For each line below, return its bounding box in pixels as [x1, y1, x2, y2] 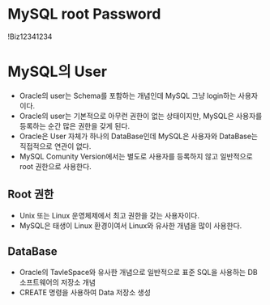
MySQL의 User [7, 62, 107, 81]
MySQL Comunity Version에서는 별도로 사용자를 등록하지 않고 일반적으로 [19, 151, 253, 161]
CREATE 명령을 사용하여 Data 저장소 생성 [19, 287, 152, 297]
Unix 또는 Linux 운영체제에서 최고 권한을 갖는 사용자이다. [19, 210, 200, 220]
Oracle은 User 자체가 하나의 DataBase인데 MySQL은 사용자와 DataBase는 [19, 131, 259, 141]
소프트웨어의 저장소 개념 [19, 277, 96, 287]
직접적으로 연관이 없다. [19, 141, 92, 150]
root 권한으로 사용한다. [19, 161, 92, 171]
